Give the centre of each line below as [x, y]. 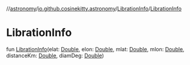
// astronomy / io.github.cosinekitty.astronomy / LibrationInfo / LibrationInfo [94, 9]
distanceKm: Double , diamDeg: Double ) [55, 55]
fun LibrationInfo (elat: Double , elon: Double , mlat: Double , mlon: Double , [95, 49]
